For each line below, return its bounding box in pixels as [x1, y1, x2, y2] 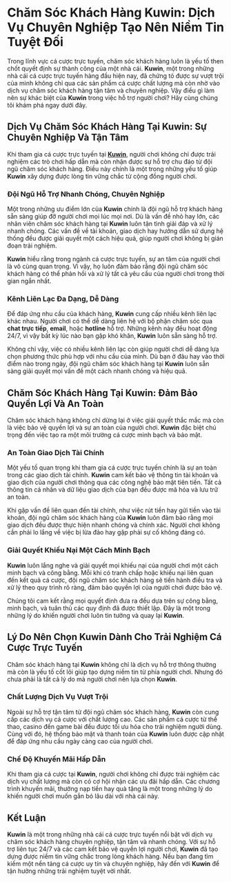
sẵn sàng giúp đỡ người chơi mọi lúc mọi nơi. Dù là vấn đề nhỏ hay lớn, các [7, 212, 220, 221]
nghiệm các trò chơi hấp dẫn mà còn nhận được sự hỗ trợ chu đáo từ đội [7, 157, 212, 166]
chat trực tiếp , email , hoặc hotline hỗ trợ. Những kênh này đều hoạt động [7, 324, 217, 332]
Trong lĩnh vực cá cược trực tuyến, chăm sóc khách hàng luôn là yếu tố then [7, 57, 224, 65]
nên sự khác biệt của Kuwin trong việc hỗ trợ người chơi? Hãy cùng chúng [7, 93, 219, 101]
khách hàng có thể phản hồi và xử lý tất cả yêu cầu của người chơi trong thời [7, 270, 225, 278]
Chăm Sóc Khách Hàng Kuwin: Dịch [7, 5, 215, 21]
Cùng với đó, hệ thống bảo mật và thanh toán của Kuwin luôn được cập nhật [7, 730, 224, 738]
